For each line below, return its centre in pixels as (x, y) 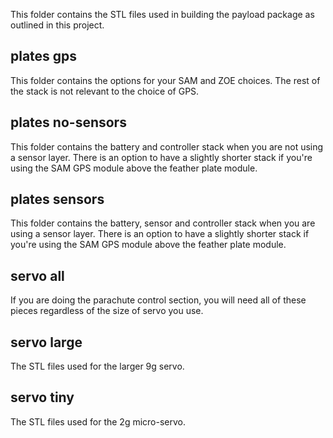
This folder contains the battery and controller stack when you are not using (167, 146)
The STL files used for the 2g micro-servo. (98, 421)
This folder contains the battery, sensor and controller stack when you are (163, 223)
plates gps (44, 56)
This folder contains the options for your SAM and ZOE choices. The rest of (165, 80)
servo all (37, 275)
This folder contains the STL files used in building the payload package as (162, 14)
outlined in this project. (57, 25)
